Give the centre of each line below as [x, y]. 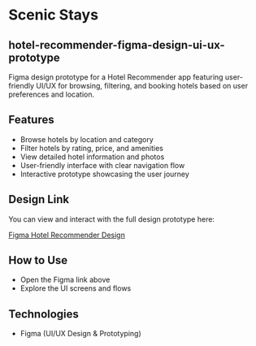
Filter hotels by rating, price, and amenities [92, 148]
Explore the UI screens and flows [76, 288]
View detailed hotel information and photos [92, 157]
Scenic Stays [54, 15]
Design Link [39, 199]
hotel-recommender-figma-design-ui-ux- [117, 45]
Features [31, 120]
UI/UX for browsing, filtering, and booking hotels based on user [142, 86]
